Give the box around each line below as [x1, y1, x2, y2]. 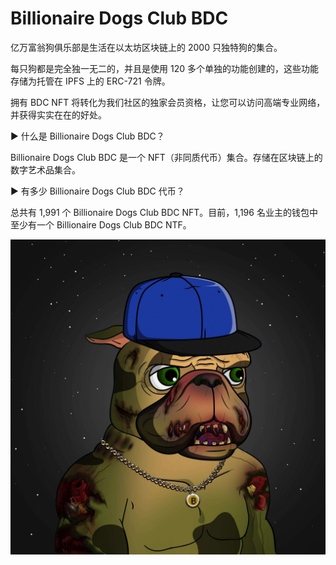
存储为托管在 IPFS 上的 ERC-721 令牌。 [10, 75, 171, 87]
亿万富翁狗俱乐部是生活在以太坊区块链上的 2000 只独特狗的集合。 [10, 41, 283, 53]
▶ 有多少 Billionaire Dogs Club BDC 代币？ [10, 185, 185, 197]
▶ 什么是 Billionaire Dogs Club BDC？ [10, 130, 165, 142]
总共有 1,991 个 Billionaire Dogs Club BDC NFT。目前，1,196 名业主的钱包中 [10, 206, 318, 218]
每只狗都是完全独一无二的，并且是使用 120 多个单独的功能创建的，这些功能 [10, 62, 319, 74]
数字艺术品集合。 [10, 163, 81, 176]
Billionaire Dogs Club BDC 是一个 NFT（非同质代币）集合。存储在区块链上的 [10, 151, 323, 163]
